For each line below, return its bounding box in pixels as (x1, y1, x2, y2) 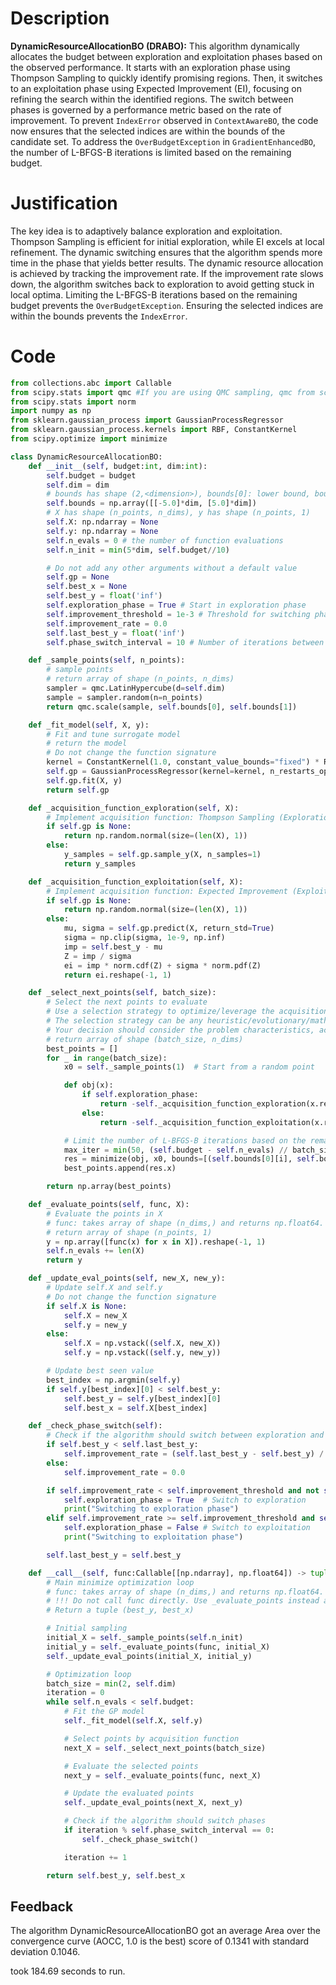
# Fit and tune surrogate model (46, 729, 182, 739)
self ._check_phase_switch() (81, 1834, 199, 1844)
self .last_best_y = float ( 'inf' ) (46, 628, 186, 638)
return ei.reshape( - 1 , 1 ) (63, 970, 172, 980)
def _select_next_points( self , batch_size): (28, 988, 217, 998)
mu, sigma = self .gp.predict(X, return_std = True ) (63, 923, 275, 934)
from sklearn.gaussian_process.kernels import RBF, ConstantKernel (10, 425, 298, 435)
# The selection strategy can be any (46, 1016, 203, 1026)
